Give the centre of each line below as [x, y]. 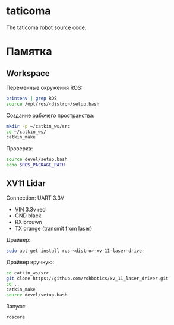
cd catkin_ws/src [28, 273]
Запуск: [16, 307]
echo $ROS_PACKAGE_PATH [36, 165]
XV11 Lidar [26, 183]
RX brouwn [29, 222]
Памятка [29, 51]
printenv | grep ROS [32, 98]
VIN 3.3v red [30, 209]
